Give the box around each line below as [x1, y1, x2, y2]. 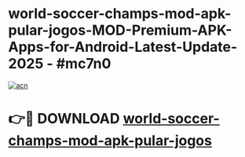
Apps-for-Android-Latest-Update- [8, 38, 238, 56]
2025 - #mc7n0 [8, 55, 112, 73]
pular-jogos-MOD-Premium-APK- [8, 21, 232, 39]
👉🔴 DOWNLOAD [8, 110, 120, 128]
